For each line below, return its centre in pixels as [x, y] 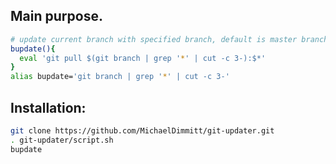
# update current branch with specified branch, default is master [154, 39]
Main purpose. [56, 16]
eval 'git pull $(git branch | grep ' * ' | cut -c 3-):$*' [143, 58]
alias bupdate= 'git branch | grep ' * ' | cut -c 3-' [120, 77]
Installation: [48, 107]
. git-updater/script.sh [62, 140]
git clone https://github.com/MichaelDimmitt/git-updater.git [142, 131]
